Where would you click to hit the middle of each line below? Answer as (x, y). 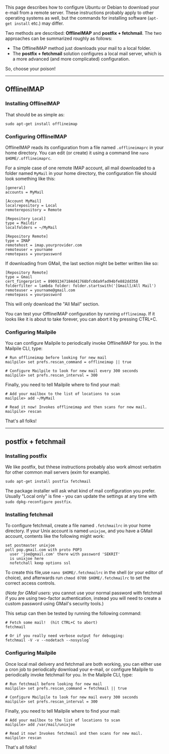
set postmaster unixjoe (30, 546)
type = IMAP (18, 241)
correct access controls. (30, 583)
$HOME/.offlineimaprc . (28, 158)
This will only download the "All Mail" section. (52, 304)
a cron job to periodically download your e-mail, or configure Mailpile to (79, 669)
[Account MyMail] (23, 201)
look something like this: (30, 178)
